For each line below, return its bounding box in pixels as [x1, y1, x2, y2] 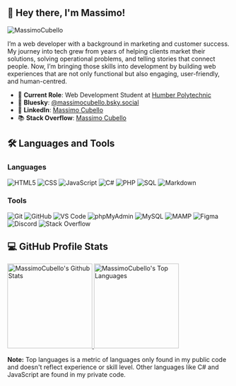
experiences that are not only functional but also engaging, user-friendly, [7, 69, 220, 78]
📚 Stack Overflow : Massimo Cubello [17, 114, 127, 122]
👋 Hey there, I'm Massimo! [7, 7, 126, 19]
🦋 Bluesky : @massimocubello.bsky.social [17, 98, 139, 107]
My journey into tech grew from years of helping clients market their [7, 47, 206, 55]
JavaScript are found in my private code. [7, 370, 126, 378]
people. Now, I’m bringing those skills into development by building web [7, 61, 217, 71]
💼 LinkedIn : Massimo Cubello [17, 105, 104, 114]
